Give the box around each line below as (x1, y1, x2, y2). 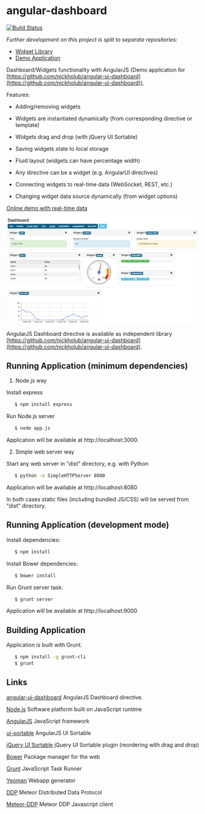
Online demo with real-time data (6, 204, 88, 211)
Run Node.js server (6, 413, 55, 420)
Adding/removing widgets (15, 102, 81, 110)
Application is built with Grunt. (6, 641, 83, 649)
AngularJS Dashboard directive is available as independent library (6, 330, 173, 337)
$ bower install (14, 572, 56, 579)
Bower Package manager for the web (6, 753, 100, 760)
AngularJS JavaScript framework (6, 717, 90, 725)
